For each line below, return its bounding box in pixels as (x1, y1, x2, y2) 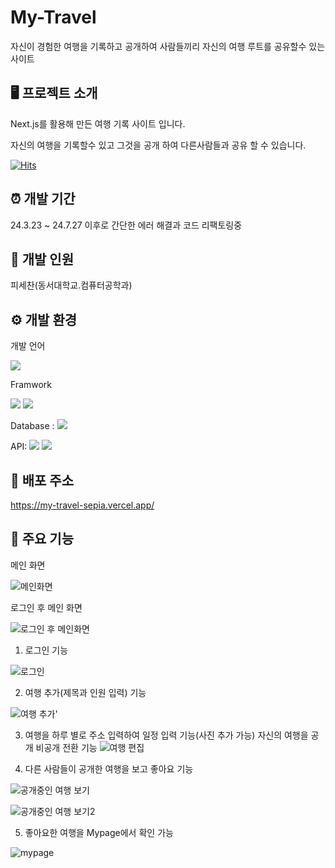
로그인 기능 (24, 644, 69, 656)
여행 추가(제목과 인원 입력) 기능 (24, 686, 147, 698)
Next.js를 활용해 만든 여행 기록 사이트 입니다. (10, 117, 186, 130)
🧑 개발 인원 (10, 251, 75, 268)
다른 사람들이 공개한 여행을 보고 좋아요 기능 (24, 762, 194, 775)
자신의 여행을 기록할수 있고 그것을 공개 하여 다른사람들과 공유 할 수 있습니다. (10, 139, 307, 151)
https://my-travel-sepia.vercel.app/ (10, 499, 155, 511)
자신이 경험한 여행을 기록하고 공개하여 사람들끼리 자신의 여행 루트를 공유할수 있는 (10, 40, 326, 52)
